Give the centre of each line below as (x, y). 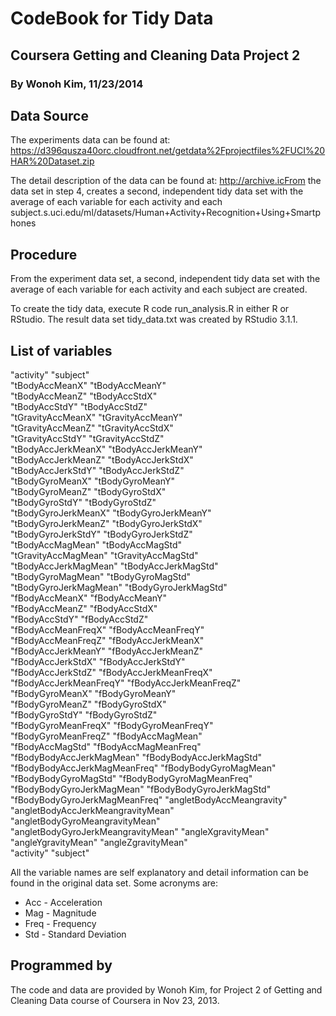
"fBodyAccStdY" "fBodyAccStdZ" (79, 619)
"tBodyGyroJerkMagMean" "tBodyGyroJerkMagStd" (119, 587)
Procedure (44, 254)
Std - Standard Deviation (75, 934)
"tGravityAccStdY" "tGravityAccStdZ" (87, 438)
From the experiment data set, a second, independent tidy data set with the (165, 279)
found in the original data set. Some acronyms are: (114, 883)
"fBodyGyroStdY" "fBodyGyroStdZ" (84, 714)
